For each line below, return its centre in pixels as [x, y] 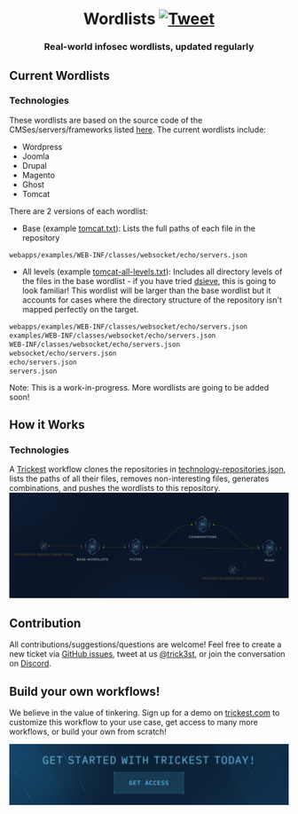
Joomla [36, 156]
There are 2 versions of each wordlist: [78, 211]
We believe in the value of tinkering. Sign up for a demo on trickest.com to [145, 713]
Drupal [34, 165]
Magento [39, 175]
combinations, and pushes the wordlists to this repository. [115, 488]
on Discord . [30, 664]
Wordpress [42, 146]
